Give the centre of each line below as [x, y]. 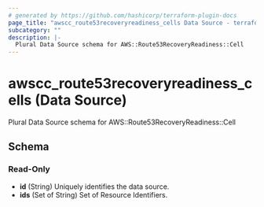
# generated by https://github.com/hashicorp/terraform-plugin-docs [123, 15]
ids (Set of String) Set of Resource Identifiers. [93, 194]
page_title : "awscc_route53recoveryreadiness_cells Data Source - [119, 23]
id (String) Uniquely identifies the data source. [94, 187]
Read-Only [29, 169]
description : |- [35, 37]
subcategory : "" [35, 30]
